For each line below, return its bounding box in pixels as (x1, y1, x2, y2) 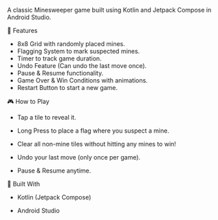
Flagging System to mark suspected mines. (17, 47, 140, 55)
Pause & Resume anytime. (17, 166, 91, 175)
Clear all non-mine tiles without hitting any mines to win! (17, 140, 177, 148)
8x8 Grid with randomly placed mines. (17, 40, 125, 47)
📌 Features (7, 27, 38, 34)
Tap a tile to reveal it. (17, 113, 77, 121)
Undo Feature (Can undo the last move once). (17, 62, 147, 69)
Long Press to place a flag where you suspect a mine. (17, 126, 170, 135)
